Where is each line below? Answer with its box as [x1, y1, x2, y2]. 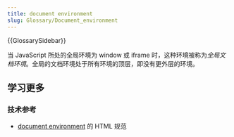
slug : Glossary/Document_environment [7, 17, 118, 24]
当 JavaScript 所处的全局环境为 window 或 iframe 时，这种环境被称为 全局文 [7, 51, 226, 59]
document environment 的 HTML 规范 [17, 122, 127, 131]
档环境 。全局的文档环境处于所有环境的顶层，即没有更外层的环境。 [7, 59, 199, 67]
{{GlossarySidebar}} [7, 36, 67, 44]
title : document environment [7, 10, 93, 18]
